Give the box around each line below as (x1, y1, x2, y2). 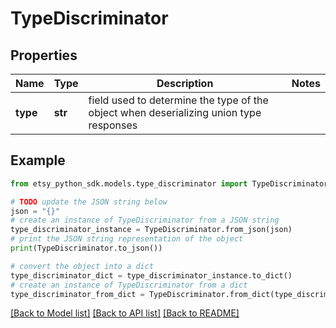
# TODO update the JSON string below (10, 197, 168, 207)
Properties (10, 47, 78, 64)
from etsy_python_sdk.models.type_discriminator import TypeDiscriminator (10, 178, 329, 189)
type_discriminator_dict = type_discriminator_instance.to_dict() (10, 270, 293, 281)
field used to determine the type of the (88, 93, 269, 107)
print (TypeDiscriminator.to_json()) (10, 243, 163, 254)
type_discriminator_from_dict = (10, 289, 145, 299)
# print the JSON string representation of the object (10, 234, 244, 244)
